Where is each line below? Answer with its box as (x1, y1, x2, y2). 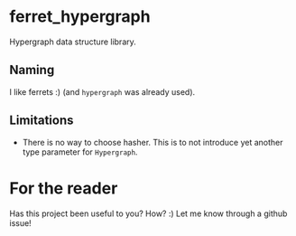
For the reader (9, 178, 118, 198)
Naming (9, 62, 55, 78)
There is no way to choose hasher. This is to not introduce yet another (22, 137, 283, 147)
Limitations (9, 113, 74, 128)
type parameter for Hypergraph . (22, 146, 138, 157)
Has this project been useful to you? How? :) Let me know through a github (9, 208, 288, 219)
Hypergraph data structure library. (9, 36, 137, 47)
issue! (9, 217, 32, 228)
